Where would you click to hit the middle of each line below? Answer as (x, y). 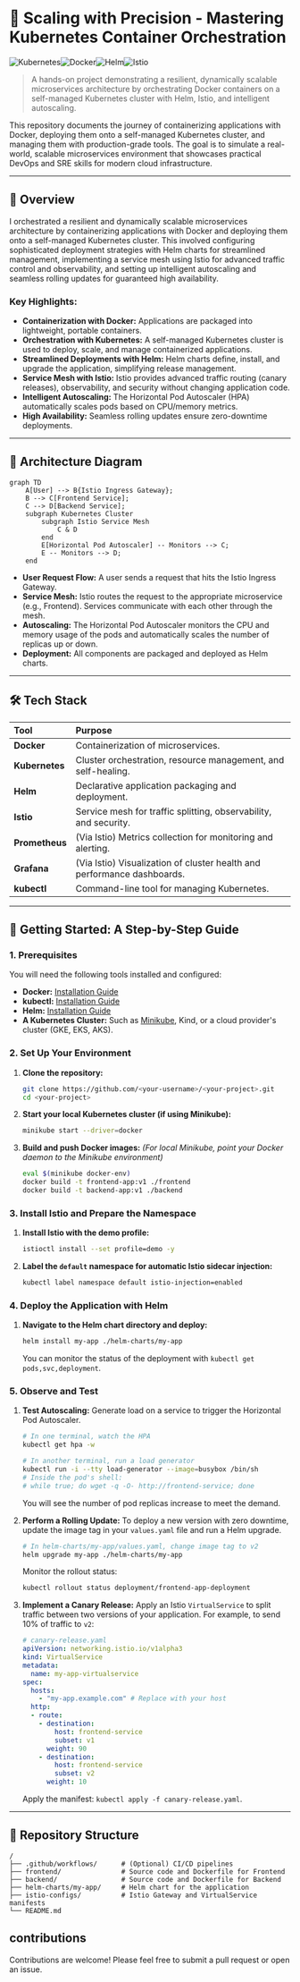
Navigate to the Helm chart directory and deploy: (115, 1325)
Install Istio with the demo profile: (86, 1232)
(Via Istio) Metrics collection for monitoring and (175, 837)
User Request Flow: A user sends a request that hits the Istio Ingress (149, 577)
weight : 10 (67, 1782)
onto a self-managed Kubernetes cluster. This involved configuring (132, 240)
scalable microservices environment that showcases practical (148, 153)
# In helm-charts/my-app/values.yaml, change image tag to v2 (140, 1546)
